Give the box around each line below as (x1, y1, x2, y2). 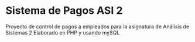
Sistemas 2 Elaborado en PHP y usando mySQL (5, 29, 120, 36)
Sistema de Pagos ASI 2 (5, 4, 123, 17)
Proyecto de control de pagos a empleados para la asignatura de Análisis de (5, 23, 190, 30)
